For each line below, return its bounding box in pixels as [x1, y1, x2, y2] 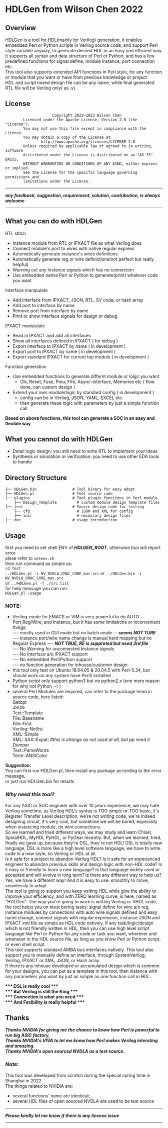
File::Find [12, 720, 31, 727]
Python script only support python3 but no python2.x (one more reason [12, 678, 160, 684]
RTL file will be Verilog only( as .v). [5, 85, 76, 91]
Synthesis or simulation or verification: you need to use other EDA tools [12, 453, 159, 459]
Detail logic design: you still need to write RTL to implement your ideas [12, 448, 157, 454]
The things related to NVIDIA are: [5, 1083, 73, 1089]
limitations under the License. [23, 178, 91, 184]
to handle [12, 459, 32, 465]
